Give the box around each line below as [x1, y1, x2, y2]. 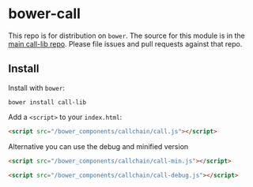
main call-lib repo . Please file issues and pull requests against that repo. [8, 39, 243, 48]
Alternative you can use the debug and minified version [8, 141, 189, 151]
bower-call [8, 5, 81, 23]
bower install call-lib [8, 98, 87, 107]
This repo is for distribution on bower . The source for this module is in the [8, 31, 245, 40]
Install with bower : [8, 83, 66, 92]
